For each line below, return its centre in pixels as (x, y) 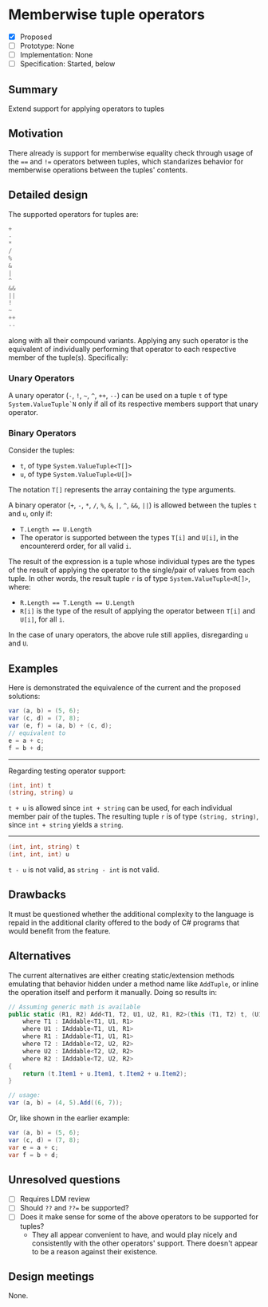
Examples (33, 668)
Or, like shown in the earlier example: (69, 1118)
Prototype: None (47, 46)
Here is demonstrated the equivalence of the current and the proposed (125, 688)
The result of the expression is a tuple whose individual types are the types (132, 562)
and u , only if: (31, 514)
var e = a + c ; (33, 1147)
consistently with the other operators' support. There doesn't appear (145, 1243)
